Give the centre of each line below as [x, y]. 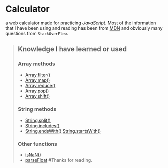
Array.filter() [38, 75]
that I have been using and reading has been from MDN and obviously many [84, 28]
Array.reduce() [40, 85]
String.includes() [42, 125]
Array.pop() [37, 91]
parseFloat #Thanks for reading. [58, 160]
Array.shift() [37, 96]
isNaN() [33, 155]
